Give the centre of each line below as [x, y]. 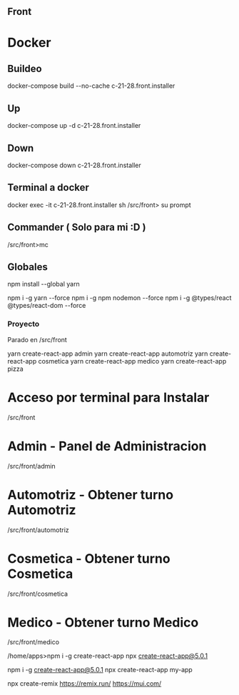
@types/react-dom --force [47, 306]
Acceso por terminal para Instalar [108, 397]
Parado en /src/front [37, 339]
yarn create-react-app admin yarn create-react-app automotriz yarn [108, 354]
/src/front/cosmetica [38, 594]
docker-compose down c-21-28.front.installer [74, 165]
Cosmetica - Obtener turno [89, 558]
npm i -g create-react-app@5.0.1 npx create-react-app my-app [100, 670]
